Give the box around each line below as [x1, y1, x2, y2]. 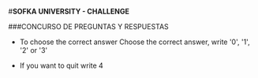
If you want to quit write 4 [19, 61, 104, 70]
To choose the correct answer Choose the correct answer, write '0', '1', [19, 37, 250, 46]
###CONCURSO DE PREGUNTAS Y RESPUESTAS [8, 22, 170, 31]
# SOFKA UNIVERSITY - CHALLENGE [8, 7, 130, 16]
